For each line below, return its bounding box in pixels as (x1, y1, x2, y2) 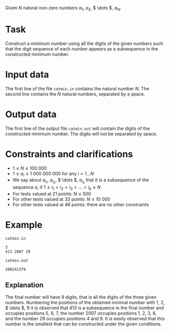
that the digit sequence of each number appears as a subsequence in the (5, 45, 158, 52)
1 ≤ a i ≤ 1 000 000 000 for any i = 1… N (12, 170, 94, 178)
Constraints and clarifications (5, 148, 133, 160)
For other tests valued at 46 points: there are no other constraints (12, 202, 149, 208)
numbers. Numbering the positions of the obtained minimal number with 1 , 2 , (5, 300, 165, 306)
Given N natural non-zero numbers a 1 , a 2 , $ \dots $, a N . (5, 5, 121, 12)
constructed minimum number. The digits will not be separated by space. (5, 130, 158, 136)
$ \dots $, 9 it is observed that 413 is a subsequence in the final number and (5, 305, 164, 311)
